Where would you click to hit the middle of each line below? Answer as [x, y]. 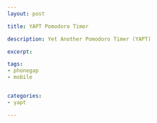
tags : [15, 64]
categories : [24, 96]
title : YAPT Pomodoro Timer [48, 26]
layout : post [26, 14]
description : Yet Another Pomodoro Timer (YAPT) [79, 39]
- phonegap [23, 71]
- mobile [20, 78]
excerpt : [20, 52]
